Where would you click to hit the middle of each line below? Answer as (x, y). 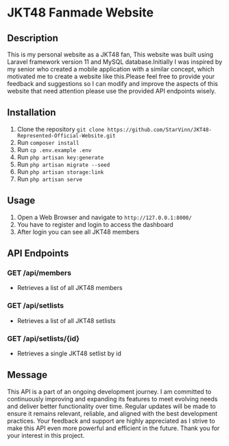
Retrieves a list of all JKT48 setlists (66, 320)
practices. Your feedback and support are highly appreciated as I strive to (111, 421)
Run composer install (48, 142)
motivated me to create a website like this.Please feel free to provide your (111, 76)
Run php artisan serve (49, 179)
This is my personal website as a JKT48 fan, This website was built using (110, 54)
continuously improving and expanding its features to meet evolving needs (112, 399)
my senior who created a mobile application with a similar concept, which (111, 69)
